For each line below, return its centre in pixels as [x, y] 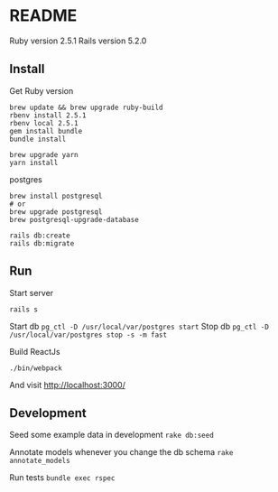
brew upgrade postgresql [56, 212]
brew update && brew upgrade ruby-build [87, 107]
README [43, 16]
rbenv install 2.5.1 [48, 115]
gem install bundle [46, 131]
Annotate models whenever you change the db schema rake [121, 452]
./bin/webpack [36, 368]
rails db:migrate [42, 243]
